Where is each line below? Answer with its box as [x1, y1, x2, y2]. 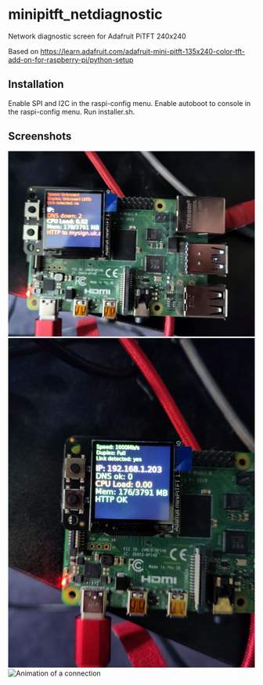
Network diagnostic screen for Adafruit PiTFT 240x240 [8, 31, 186, 41]
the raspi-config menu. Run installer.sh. [8, 107, 135, 116]
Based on [8, 46, 39, 56]
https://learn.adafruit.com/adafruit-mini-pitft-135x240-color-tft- [40, 46, 245, 56]
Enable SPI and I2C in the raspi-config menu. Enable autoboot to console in [8, 98, 251, 107]
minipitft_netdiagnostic [8, 5, 163, 24]
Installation [8, 78, 64, 91]
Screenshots [8, 129, 72, 143]
